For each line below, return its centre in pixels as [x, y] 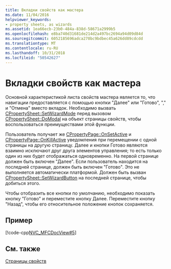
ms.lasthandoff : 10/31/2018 [35, 53]
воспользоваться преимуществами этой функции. [60, 125]
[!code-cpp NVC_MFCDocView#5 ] [41, 233]
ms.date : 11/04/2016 [27, 15]
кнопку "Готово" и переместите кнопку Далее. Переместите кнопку [80, 199]
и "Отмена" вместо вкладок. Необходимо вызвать [61, 108]
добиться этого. [23, 183]
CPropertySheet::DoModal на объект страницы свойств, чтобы [73, 119]
